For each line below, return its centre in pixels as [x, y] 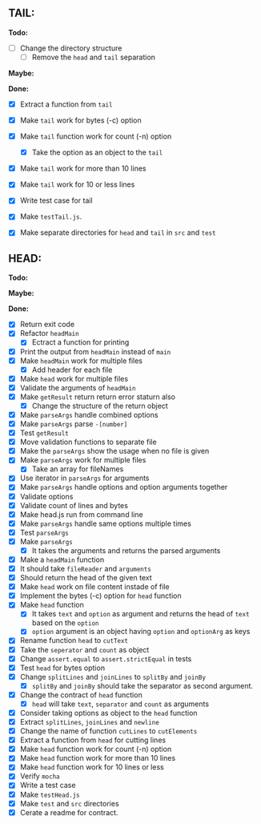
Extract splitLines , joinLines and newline [90, 722]
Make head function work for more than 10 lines [98, 758]
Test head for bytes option [62, 668]
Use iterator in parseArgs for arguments [84, 478]
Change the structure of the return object [100, 406]
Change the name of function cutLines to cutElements [108, 731]
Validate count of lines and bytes [74, 505]
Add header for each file [72, 370]
